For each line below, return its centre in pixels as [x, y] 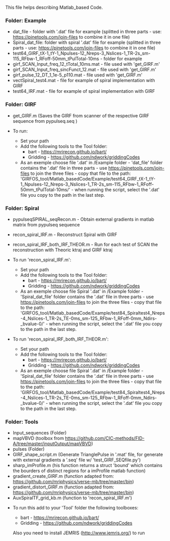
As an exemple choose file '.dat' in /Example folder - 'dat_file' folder [91, 162]
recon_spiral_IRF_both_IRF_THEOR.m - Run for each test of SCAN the [85, 244]
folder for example [123, 59]
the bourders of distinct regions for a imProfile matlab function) [79, 471]
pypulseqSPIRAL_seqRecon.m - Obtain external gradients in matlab [83, 219]
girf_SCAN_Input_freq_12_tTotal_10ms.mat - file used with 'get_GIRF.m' [86, 64]
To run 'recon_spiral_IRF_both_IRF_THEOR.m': [60, 339]
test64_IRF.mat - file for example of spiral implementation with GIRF [84, 91]
